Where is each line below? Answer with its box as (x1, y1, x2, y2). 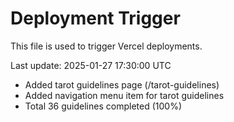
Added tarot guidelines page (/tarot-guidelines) (24, 78, 220, 91)
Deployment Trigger (10, 7, 181, 30)
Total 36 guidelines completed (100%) (24, 100, 182, 112)
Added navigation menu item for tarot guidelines (24, 89, 225, 101)
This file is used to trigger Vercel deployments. (10, 40, 203, 52)
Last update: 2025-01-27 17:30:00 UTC (10, 59, 172, 71)
